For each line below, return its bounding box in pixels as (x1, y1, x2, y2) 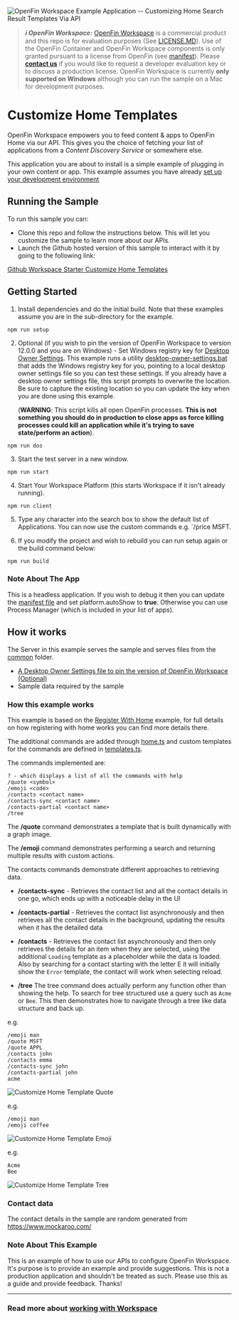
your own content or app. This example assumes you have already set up (7, 167, 222, 176)
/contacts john (7, 1050, 53, 1057)
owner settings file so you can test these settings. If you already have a (17, 368, 227, 378)
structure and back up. (17, 1004, 85, 1012)
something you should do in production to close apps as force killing (17, 413, 224, 421)
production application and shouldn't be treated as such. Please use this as (7, 1271, 228, 1280)
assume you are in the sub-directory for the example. (17, 312, 174, 321)
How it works (7, 626, 67, 638)
